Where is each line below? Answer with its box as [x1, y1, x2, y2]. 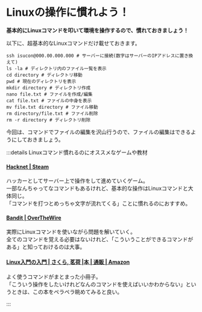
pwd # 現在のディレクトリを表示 [6, 78, 77, 85]
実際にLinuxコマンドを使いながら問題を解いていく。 [6, 228, 136, 236]
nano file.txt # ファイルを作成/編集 [6, 91, 93, 97]
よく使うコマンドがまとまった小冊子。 [6, 273, 101, 280]
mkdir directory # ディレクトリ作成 [6, 85, 91, 91]
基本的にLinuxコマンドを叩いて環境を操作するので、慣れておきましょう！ [6, 27, 189, 34]
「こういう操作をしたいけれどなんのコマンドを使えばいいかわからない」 [6, 281, 186, 288]
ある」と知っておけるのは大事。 [6, 243, 86, 251]
